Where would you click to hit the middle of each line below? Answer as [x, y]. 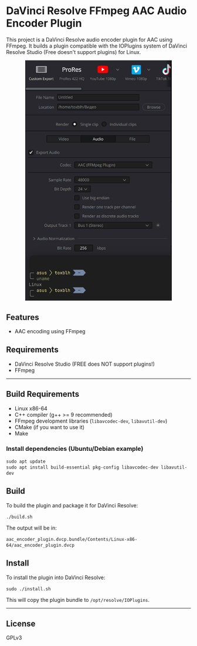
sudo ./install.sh [28, 589]
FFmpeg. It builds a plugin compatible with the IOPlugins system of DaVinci [97, 46]
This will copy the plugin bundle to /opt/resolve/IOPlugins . [78, 600]
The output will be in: [31, 528]
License [21, 624]
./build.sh [19, 517]
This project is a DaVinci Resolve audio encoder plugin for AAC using [89, 39]
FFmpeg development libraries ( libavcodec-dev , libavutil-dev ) [91, 421]
